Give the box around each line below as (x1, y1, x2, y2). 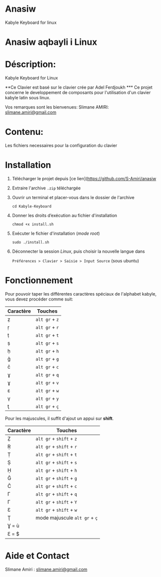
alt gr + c (35, 363, 59, 370)
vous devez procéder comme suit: (5, 296, 74, 302)
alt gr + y (35, 395, 59, 402)
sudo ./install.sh (12, 240, 49, 244)
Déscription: (5, 59, 56, 70)
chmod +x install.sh (12, 222, 54, 227)
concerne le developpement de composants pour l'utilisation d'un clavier (5, 90, 151, 95)
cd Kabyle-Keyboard (12, 204, 52, 209)
